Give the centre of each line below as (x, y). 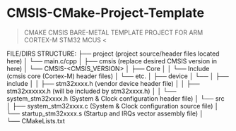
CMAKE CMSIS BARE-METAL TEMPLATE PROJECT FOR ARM (113, 32)
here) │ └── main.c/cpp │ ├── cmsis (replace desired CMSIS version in (112, 61)
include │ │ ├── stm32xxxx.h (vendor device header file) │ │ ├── (103, 83)
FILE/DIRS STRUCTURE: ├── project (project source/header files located (113, 54)
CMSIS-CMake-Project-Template (106, 13)
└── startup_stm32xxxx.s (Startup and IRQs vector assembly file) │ (105, 113)
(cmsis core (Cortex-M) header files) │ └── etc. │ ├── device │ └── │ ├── (118, 76)
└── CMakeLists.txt (36, 120)
